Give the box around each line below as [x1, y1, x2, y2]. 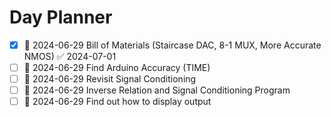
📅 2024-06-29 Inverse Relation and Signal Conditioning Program [23, 84, 291, 96]
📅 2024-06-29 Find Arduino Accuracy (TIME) [23, 62, 211, 73]
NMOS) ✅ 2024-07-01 [23, 51, 117, 62]
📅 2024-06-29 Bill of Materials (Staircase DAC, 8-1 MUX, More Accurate [23, 39, 322, 51]
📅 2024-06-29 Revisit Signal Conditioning [23, 73, 197, 85]
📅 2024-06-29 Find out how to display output [23, 96, 212, 108]
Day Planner [9, 6, 113, 29]
